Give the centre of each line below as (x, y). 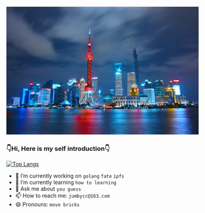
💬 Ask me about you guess (48, 189)
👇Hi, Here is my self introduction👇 (58, 148)
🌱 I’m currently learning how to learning (66, 182)
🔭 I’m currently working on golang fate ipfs (70, 176)
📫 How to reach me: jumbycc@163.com (62, 195)
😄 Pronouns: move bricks (48, 204)
